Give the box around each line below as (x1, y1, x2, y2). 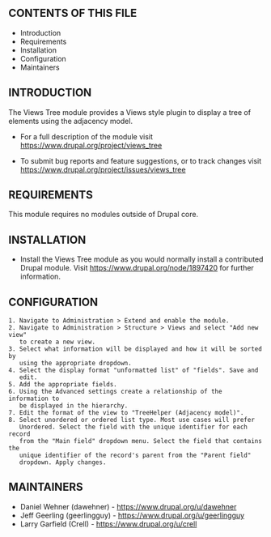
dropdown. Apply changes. (19, 458, 107, 467)
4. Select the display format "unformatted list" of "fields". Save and (8, 366, 259, 375)
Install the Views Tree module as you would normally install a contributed (19, 254, 264, 264)
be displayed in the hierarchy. (19, 402, 129, 410)
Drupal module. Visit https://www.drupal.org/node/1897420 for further (19, 263, 255, 273)
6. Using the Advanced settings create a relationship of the (8, 388, 222, 396)
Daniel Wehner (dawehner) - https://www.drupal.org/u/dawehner (19, 501, 237, 511)
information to (8, 394, 60, 403)
